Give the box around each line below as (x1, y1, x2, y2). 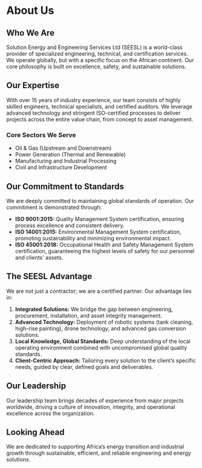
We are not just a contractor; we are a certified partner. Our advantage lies (6, 287, 192, 295)
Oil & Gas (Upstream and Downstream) (15, 144, 112, 152)
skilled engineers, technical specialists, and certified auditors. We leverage (6, 103, 192, 110)
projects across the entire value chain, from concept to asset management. (6, 115, 194, 123)
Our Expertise (6, 80, 60, 91)
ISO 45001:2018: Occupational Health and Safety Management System (15, 241, 194, 248)
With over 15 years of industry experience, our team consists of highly (6, 96, 181, 103)
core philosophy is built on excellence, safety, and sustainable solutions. (6, 63, 186, 70)
